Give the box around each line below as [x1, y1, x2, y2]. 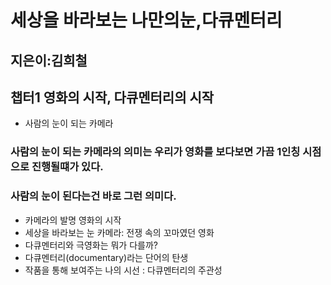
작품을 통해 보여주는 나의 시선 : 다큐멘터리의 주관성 [24, 264, 223, 276]
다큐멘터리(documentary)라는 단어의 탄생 [24, 251, 189, 263]
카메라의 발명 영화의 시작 [24, 214, 122, 226]
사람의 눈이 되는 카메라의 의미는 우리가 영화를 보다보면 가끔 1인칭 [10, 145, 301, 159]
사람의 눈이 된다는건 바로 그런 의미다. [10, 189, 177, 203]
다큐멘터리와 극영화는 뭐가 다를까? [24, 239, 158, 251]
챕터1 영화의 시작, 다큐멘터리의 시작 [10, 89, 215, 106]
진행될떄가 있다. [31, 160, 104, 174]
